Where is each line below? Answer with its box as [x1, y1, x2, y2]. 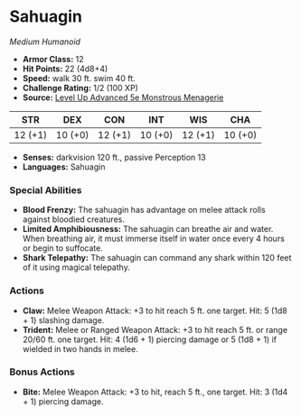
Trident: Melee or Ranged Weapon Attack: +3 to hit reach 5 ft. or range [22, 324, 287, 335]
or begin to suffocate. [22, 243, 104, 254]
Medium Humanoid [9, 36, 81, 47]
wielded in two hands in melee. [22, 343, 138, 354]
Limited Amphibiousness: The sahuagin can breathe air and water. [22, 224, 274, 235]
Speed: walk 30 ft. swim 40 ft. [22, 72, 136, 83]
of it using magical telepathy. [22, 262, 131, 273]
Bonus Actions [9, 365, 75, 378]
